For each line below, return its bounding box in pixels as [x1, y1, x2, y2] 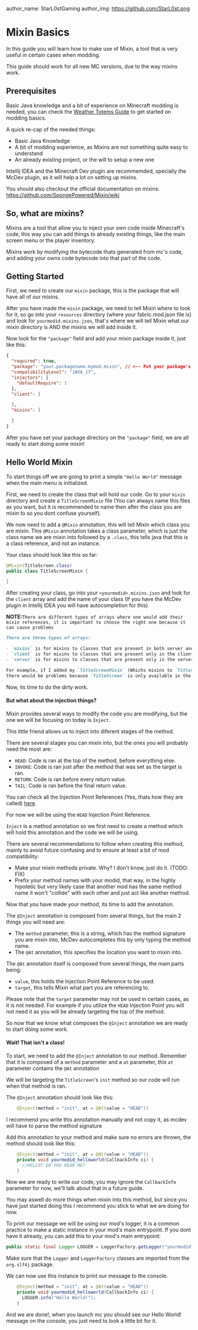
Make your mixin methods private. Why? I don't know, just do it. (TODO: [14, 864, 189, 871]
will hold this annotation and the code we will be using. [6, 829, 139, 836]
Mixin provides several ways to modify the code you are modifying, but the [6, 710, 188, 717]
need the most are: [6, 746, 52, 753]
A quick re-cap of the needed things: [6, 126, 96, 133]
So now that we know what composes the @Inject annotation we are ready [6, 1019, 188, 1026]
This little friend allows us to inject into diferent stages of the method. [6, 728, 175, 735]
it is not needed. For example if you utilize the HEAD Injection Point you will [6, 1001, 184, 1009]
